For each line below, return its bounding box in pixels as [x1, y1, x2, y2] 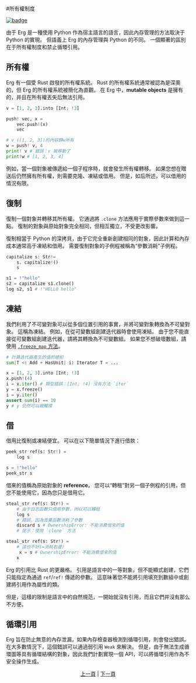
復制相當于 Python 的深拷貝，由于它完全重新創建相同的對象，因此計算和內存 [6, 235, 190, 242]
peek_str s [6, 470, 33, 476]
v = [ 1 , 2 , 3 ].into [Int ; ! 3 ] [6, 105, 80, 111]
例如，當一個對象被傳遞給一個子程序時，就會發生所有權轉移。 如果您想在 [6, 165, 181, 172]
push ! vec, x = [6, 116, 43, 122]
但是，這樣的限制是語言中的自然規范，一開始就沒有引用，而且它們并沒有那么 [6, 593, 190, 600]
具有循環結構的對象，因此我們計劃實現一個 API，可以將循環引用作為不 [21, 651, 190, 658]
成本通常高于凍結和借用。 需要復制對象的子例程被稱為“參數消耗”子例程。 [6, 242, 181, 249]
